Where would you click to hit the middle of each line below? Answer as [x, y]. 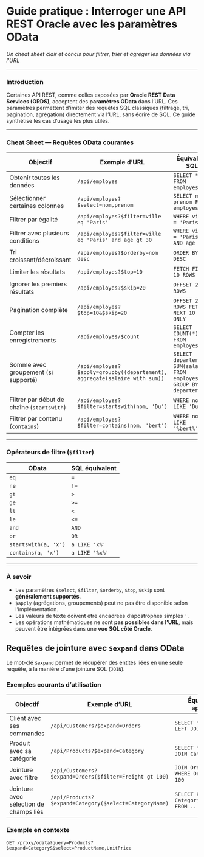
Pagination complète [39, 310]
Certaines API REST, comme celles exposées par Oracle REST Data [91, 95]
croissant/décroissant [40, 260]
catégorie [23, 758]
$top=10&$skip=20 [102, 313]
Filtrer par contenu [36, 418]
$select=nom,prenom [105, 205]
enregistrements [33, 340]
